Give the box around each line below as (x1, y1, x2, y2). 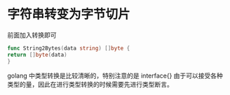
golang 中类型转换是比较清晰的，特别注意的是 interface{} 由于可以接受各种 (7, 71, 223, 80)
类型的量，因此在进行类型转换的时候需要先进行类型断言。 (7, 80, 173, 88)
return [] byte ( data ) (7, 51, 68, 58)
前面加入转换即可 (7, 31, 57, 39)
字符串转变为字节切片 (7, 6, 131, 22)
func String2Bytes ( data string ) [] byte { (7, 45, 130, 52)
